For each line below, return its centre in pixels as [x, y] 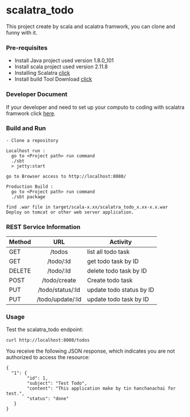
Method [20, 242]
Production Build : [30, 187]
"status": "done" [48, 399]
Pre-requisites [27, 47]
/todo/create [59, 280]
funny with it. [22, 32]
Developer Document [37, 94]
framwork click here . [31, 113]
